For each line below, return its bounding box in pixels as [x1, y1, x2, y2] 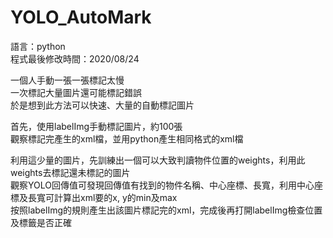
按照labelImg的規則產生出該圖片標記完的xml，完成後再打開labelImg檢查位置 [10, 204, 323, 216]
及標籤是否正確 [10, 216, 72, 228]
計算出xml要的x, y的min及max [53, 191, 178, 203]
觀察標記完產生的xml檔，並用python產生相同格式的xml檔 [10, 132, 244, 145]
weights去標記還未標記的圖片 [10, 166, 131, 178]
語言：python [10, 40, 66, 52]
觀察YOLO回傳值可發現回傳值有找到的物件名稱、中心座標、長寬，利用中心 [10, 179, 315, 191]
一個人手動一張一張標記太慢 [10, 74, 125, 86]
